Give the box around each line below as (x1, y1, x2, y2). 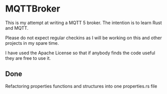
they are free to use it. (5, 55, 51, 61)
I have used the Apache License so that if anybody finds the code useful (5, 50, 155, 56)
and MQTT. (5, 25, 29, 31)
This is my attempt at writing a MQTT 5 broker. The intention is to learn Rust (5, 20, 162, 26)
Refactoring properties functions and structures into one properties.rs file (5, 83, 157, 89)
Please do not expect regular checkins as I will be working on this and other (5, 35, 162, 41)
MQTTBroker (5, 3, 60, 15)
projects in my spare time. (5, 40, 59, 46)
